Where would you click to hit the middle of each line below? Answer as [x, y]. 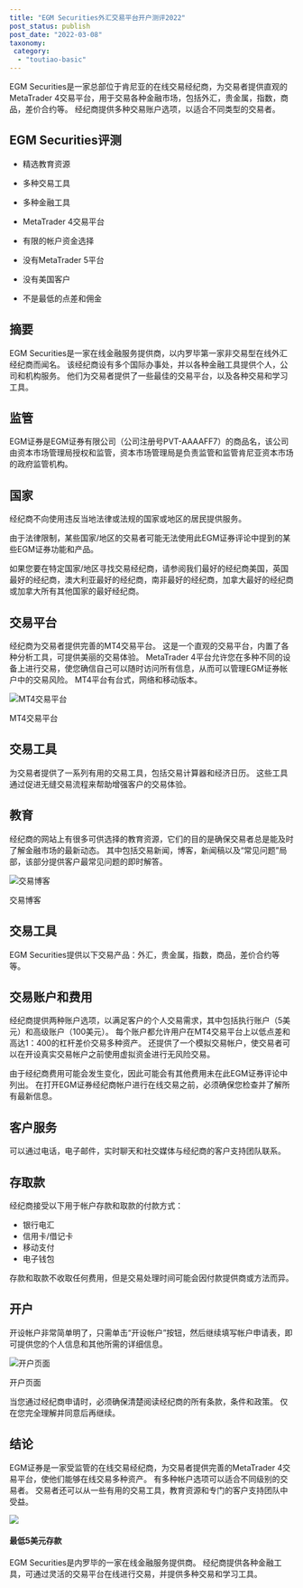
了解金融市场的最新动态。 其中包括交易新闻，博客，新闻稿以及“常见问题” [144, 850]
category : [32, 52]
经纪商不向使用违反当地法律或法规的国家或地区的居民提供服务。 [128, 519]
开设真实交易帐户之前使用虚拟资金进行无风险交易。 [119, 1055]
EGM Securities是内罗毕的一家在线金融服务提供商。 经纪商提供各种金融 [142, 1562]
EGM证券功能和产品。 [58, 550]
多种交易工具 [46, 183]
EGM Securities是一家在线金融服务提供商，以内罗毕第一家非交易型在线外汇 [149, 352]
